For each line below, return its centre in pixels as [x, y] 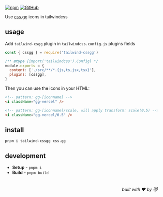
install [15, 130]
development [25, 156]
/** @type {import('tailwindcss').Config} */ [52, 61]
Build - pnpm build [30, 173]
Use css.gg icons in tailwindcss [36, 17]
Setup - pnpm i [27, 168]
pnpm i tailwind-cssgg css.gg [36, 141]
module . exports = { [25, 66]
